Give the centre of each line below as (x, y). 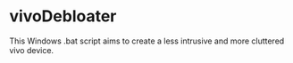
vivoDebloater (63, 16)
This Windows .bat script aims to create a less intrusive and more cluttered (147, 41)
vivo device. (32, 50)
